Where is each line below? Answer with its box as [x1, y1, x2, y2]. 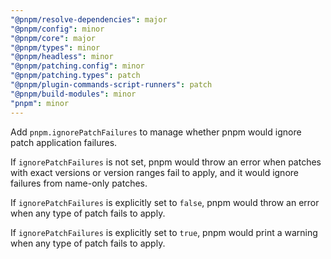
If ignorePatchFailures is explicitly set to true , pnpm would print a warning [10, 226, 318, 238]
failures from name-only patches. [10, 177, 148, 189]
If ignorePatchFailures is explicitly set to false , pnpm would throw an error [10, 196, 320, 208]
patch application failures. [10, 136, 118, 148]
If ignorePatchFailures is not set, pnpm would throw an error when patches [10, 156, 322, 168]
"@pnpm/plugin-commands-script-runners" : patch [10, 80, 213, 90]
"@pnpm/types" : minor [10, 42, 101, 53]
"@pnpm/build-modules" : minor [10, 89, 137, 99]
